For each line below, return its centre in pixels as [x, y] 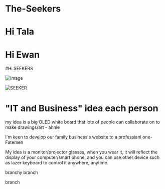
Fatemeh [14, 142]
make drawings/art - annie [33, 127]
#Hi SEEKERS [19, 69]
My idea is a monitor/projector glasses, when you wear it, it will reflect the [81, 152]
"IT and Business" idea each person [82, 108]
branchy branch [22, 172]
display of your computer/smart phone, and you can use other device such [82, 157]
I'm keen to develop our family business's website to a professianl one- [79, 137]
